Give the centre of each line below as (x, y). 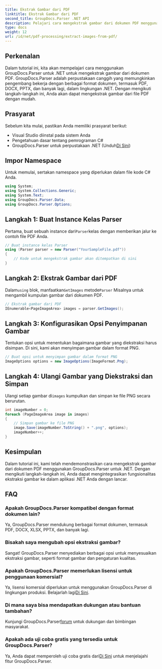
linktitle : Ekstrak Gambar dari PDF (42, 14)
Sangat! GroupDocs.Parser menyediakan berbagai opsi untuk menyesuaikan (81, 553)
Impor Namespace (33, 160)
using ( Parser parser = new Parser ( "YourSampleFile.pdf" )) (66, 250)
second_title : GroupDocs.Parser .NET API (47, 18)
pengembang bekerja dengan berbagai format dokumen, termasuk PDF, (76, 83)
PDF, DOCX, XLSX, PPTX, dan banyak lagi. (47, 530)
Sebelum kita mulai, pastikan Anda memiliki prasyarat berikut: (66, 126)
